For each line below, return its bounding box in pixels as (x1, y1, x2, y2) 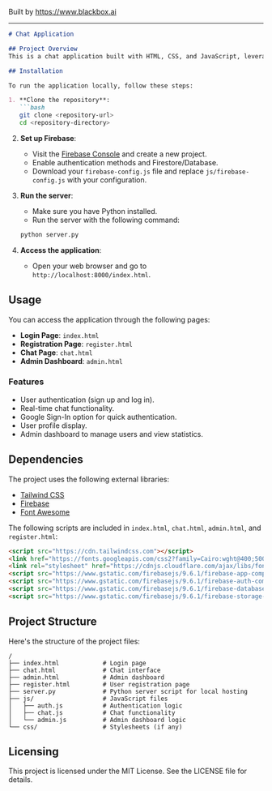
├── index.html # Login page (8, 659, 147, 667)
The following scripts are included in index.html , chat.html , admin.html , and (8, 523, 261, 532)
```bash (19, 104, 45, 112)
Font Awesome (19, 507, 70, 517)
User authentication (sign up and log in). (19, 395, 155, 404)
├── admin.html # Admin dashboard (8, 673, 164, 682)
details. (8, 775, 33, 785)
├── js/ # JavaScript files (8, 695, 168, 703)
